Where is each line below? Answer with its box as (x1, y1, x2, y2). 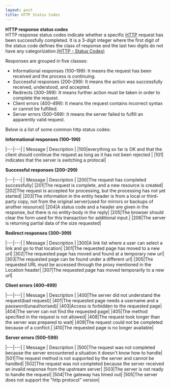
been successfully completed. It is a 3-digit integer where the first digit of (5, 37, 160, 43)
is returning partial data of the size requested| (5, 220, 102, 226)
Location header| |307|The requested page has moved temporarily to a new (5, 267, 164, 273)
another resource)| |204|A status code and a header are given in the (5, 203, 149, 210)
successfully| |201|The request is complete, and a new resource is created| (5, 182, 163, 188)
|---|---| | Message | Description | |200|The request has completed (5, 176, 147, 183)
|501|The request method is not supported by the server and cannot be (5, 355, 154, 361)
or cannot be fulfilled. (12, 106, 58, 112)
